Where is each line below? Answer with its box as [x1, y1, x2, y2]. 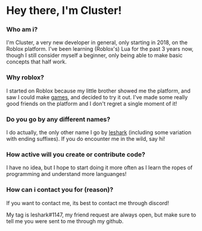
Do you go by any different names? [6, 115, 110, 123]
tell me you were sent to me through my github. [6, 217, 124, 224]
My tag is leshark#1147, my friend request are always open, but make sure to [6, 211, 197, 218]
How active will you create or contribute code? [6, 151, 146, 158]
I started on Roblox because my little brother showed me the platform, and [6, 87, 191, 94]
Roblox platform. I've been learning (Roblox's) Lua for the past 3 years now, [6, 45, 194, 53]
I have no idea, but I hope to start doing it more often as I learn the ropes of [6, 164, 193, 171]
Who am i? [6, 25, 38, 34]
